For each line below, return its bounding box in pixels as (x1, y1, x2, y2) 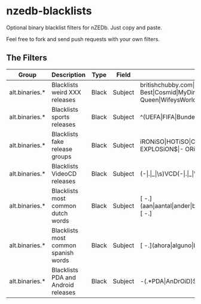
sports (51, 112, 70, 121)
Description (51, 70, 86, 79)
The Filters (6, 53, 47, 63)
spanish (51, 248, 74, 257)
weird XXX (51, 88, 81, 96)
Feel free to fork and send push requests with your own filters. (6, 35, 160, 42)
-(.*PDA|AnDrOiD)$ (140, 277, 197, 285)
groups (51, 152, 72, 161)
